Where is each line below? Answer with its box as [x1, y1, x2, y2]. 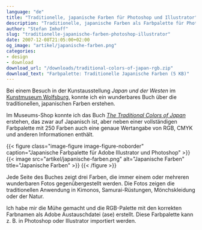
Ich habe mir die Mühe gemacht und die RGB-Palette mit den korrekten [6, 205, 182, 212]
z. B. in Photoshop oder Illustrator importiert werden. [6, 217, 136, 225]
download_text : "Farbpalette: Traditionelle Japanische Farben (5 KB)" [6, 71, 189, 77]
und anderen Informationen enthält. [6, 131, 94, 138]
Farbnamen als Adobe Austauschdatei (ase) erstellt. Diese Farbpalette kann [6, 211, 194, 218]
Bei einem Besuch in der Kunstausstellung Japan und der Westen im [6, 87, 176, 94]
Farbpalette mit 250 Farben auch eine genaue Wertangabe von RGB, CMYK [6, 124, 193, 132]
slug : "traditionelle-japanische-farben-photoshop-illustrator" [6, 31, 171, 37]
